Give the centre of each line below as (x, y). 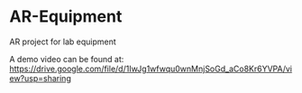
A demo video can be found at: (67, 59)
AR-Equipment (66, 17)
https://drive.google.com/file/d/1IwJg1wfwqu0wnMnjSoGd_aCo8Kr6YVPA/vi (151, 69)
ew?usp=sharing (41, 78)
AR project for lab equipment (63, 42)
